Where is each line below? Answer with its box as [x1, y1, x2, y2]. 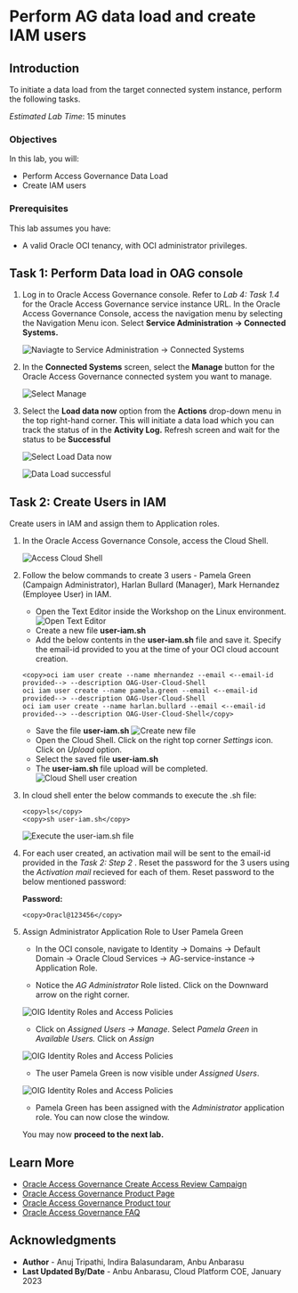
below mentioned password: [21, 876, 127, 888]
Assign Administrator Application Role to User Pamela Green [21, 927, 244, 937]
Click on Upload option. [35, 744, 123, 755]
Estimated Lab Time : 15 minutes [9, 111, 126, 121]
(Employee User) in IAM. [21, 589, 112, 600]
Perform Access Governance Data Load [21, 171, 169, 182]
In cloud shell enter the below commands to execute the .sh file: [21, 790, 257, 801]
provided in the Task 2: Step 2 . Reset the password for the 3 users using [21, 857, 290, 868]
